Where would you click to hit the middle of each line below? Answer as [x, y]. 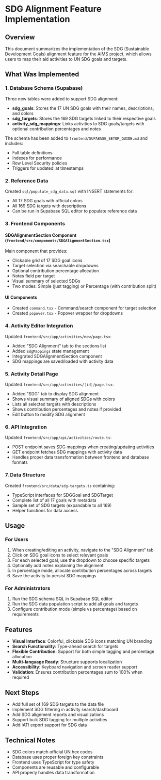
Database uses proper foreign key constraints [58, 757]
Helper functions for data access [45, 510]
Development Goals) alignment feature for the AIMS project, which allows [78, 54]
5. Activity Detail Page [32, 374]
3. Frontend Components [35, 223]
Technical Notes [30, 740]
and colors [23, 113]
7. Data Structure [25, 475]
